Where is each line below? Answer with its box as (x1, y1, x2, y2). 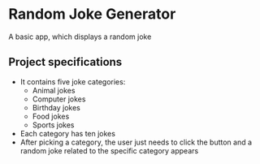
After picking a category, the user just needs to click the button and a (19, 137, 253, 147)
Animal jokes (32, 85, 76, 95)
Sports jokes (32, 119, 75, 130)
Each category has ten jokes (19, 128, 116, 138)
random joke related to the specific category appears (19, 145, 199, 155)
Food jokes (32, 111, 70, 121)
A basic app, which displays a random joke (8, 32, 152, 41)
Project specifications (8, 55, 123, 69)
